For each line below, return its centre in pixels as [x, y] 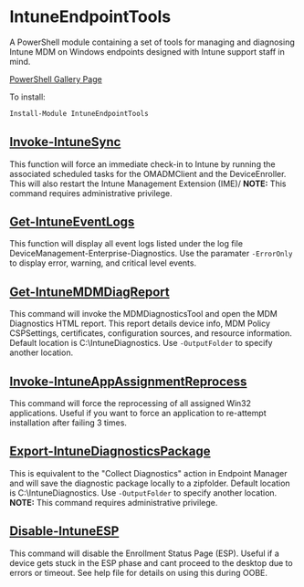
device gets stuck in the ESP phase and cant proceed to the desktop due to [152, 562]
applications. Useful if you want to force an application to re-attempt [138, 414]
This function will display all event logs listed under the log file [126, 244]
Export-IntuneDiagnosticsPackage [110, 451]
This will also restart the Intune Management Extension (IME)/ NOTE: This [148, 183]
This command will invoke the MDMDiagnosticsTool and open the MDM [144, 314]
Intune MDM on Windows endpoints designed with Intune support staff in [147, 51]
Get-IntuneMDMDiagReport [90, 292]
